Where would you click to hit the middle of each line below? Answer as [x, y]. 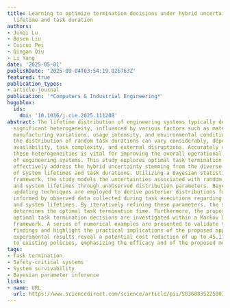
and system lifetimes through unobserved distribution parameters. [112, 186]
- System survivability [41, 268]
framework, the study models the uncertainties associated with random [118, 179]
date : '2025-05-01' [35, 64]
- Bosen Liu [24, 39]
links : [16, 281]
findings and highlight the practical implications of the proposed [113, 230]
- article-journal [33, 90]
